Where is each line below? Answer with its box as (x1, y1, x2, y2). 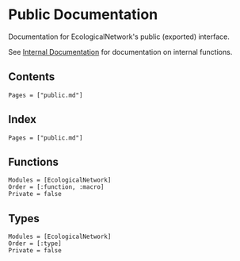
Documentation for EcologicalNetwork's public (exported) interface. (8, 32, 230, 41)
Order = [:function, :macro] (8, 183, 105, 191)
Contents (8, 70, 55, 84)
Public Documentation (8, 6, 158, 24)
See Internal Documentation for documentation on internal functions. (8, 47, 233, 56)
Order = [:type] (8, 240, 62, 248)
